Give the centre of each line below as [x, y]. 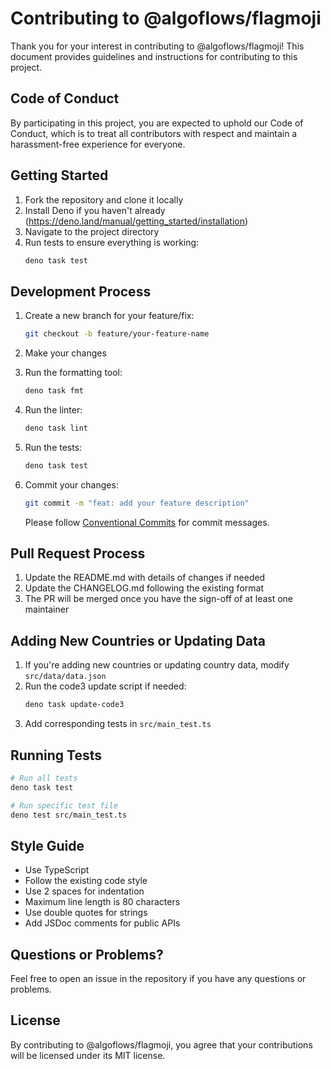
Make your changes [65, 353]
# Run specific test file [64, 805]
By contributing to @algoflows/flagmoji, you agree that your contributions [161, 1044]
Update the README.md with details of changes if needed [145, 578]
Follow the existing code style [86, 881]
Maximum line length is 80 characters [102, 902]
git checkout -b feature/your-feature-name [117, 334]
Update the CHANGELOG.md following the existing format [144, 588]
